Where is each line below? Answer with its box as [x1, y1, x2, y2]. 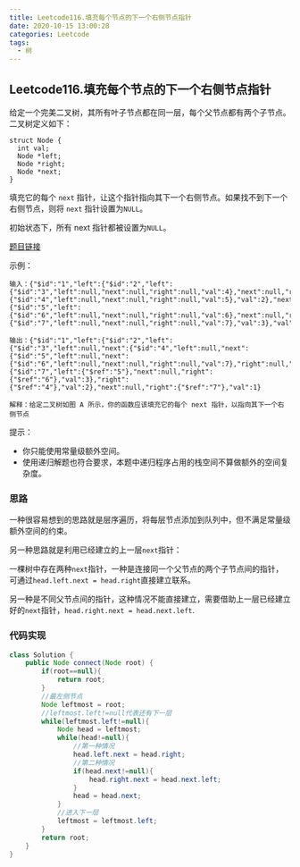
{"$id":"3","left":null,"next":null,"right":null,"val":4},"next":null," [9, 287, 290, 296]
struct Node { [9, 136, 62, 145]
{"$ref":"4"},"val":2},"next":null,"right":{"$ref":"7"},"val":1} [9, 383, 262, 391]
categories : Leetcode [9, 29, 90, 38]
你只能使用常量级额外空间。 [21, 445, 125, 456]
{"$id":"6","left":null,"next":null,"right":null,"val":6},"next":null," [9, 310, 290, 320]
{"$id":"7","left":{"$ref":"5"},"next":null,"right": [9, 367, 214, 376]
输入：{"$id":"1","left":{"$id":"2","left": [9, 279, 174, 289]
